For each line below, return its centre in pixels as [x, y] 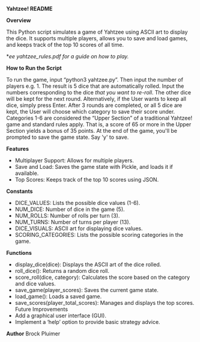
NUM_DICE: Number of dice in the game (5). [70, 209]
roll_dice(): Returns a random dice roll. [62, 271]
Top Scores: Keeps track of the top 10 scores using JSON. [87, 179]
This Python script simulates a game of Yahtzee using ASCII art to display [97, 32]
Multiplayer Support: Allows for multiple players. [74, 160]
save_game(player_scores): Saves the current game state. [87, 290]
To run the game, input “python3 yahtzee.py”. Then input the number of [95, 80]
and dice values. [35, 284]
